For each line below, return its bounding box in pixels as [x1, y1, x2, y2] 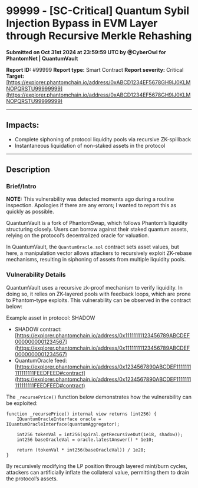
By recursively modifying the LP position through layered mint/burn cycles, [6, 462, 187, 469]
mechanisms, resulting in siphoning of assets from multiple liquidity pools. [6, 256, 186, 263]
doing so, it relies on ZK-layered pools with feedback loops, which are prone [6, 290, 192, 297]
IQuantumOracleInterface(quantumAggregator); [6, 421, 120, 427]
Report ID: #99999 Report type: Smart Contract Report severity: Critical [6, 66, 184, 73]
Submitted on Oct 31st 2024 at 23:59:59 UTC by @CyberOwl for [6, 48, 166, 55]
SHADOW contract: [14, 326, 62, 333]
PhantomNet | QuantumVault [6, 55, 78, 62]
